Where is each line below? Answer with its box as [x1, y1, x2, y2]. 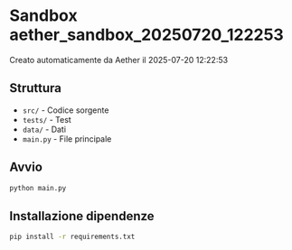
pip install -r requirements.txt [9, 232, 136, 242]
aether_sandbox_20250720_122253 [9, 24, 285, 45]
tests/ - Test [22, 114, 72, 125]
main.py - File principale [22, 133, 112, 144]
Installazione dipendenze [9, 208, 155, 224]
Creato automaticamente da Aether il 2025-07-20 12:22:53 [9, 54, 229, 65]
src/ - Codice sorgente [22, 105, 109, 116]
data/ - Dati [22, 124, 66, 134]
